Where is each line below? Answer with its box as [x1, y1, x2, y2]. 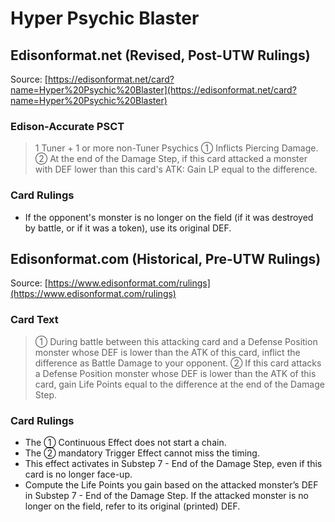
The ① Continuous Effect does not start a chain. [24, 437, 227, 448]
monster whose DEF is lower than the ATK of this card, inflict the [34, 346, 301, 358]
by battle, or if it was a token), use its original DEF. [24, 222, 232, 234]
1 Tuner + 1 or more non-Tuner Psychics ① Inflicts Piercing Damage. [34, 142, 319, 154]
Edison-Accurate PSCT [10, 119, 125, 133]
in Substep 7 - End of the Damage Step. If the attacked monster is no [24, 490, 309, 501]
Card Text [10, 313, 59, 327]
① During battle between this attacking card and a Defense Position [34, 335, 318, 347]
